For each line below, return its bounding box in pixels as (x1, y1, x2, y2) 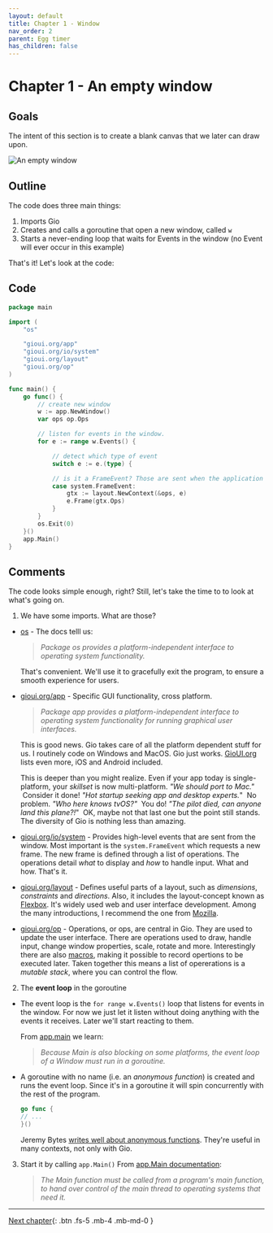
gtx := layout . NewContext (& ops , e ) (66, 490, 187, 498)
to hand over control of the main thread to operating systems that (40, 1183, 262, 1193)
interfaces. (40, 725, 77, 734)
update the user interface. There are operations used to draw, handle (19, 933, 252, 943)
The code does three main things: (8, 200, 122, 210)
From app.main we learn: (19, 1032, 104, 1042)
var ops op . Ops (37, 416, 89, 424)
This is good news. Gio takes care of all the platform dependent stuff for (19, 740, 262, 750)
